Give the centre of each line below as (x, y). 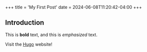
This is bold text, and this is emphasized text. (51, 35)
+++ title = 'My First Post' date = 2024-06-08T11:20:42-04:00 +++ (73, 7)
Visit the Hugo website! (29, 44)
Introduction (25, 23)
